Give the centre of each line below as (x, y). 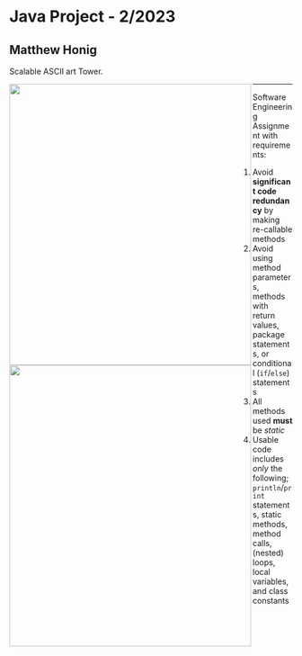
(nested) (269, 553)
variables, (271, 581)
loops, (264, 562)
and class (271, 591)
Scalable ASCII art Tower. (56, 71)
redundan (271, 201)
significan (272, 181)
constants (271, 601)
